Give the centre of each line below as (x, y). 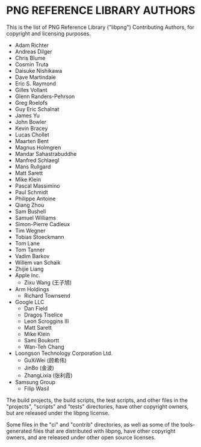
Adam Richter (32, 45)
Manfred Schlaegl (37, 160)
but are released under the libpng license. (58, 413)
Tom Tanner (30, 250)
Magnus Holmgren (38, 147)
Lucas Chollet (32, 134)
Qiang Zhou (29, 205)
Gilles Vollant (31, 90)
